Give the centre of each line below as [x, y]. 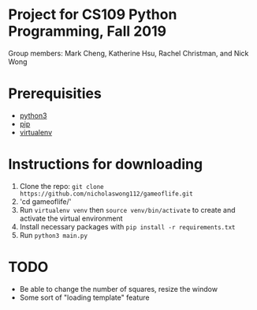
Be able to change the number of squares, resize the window [119, 289]
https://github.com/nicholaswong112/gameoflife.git [106, 194]
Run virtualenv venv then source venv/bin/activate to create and [127, 210]
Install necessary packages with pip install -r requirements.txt [127, 226]
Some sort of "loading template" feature [84, 297]
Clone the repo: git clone [61, 186]
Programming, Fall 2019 [88, 31]
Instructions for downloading [106, 164]
